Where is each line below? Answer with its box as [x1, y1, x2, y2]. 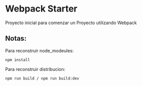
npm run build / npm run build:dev [5, 76, 79, 81]
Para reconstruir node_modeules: [5, 47, 74, 53]
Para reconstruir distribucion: [5, 66, 65, 72]
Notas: [5, 34, 26, 43]
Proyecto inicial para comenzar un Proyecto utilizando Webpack [5, 20, 137, 26]
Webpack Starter [5, 3, 77, 15]
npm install [5, 57, 30, 62]
